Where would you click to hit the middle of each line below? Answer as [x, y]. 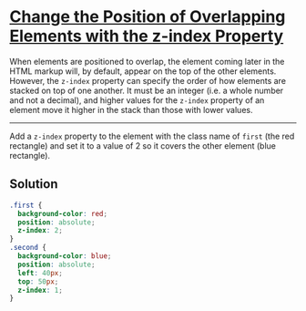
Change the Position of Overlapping [148, 17]
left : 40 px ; [41, 273]
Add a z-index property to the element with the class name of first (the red [152, 136]
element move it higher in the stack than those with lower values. [131, 109]
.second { [28, 248]
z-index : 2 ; [41, 231]
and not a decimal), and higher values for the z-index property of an [137, 100]
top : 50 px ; [38, 281]
